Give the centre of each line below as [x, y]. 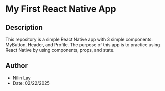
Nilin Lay [22, 78]
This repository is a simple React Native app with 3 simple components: [79, 39]
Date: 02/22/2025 [31, 83]
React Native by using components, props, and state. [60, 50]
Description [24, 28]
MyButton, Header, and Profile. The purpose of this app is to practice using [83, 45]
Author [16, 66]
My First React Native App [61, 9]
